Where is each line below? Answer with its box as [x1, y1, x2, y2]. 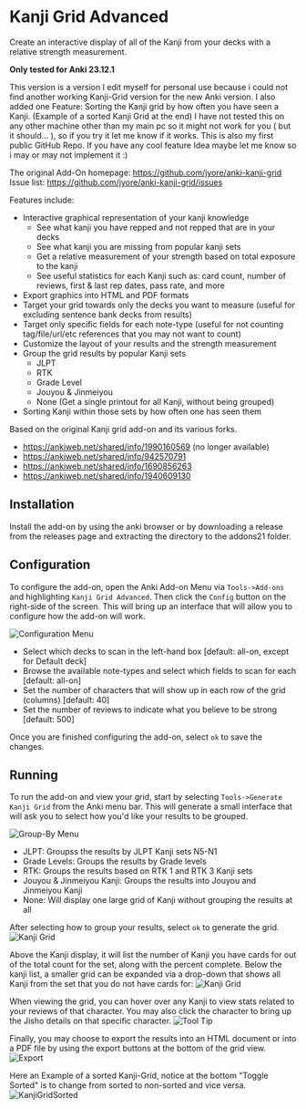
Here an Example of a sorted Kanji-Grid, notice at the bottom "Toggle [9, 1070, 269, 1082]
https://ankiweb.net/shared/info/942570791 [22, 451, 187, 461]
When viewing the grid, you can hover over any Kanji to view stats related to [9, 996, 295, 1007]
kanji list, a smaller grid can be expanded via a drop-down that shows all [9, 969, 280, 979]
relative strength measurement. [9, 46, 127, 57]
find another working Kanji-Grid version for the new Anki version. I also [9, 91, 276, 102]
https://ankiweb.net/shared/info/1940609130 [22, 470, 191, 481]
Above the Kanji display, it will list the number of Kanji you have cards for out [9, 949, 297, 960]
